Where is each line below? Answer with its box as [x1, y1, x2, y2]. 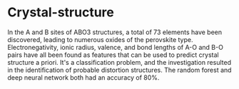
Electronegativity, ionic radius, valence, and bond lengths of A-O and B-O [7, 43, 223, 51]
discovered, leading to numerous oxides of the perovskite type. [7, 35, 193, 43]
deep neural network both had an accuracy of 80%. [7, 73, 160, 82]
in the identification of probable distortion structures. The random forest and [7, 66, 232, 74]
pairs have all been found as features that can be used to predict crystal [7, 51, 219, 59]
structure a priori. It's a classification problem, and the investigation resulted [7, 58, 232, 66]
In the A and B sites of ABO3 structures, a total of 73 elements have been [7, 28, 223, 36]
